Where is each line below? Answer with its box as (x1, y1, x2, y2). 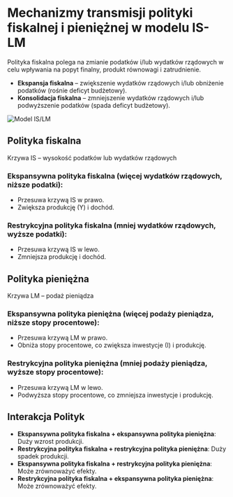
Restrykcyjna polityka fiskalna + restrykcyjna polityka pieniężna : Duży (17, 444, 227, 453)
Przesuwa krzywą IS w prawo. (17, 196, 105, 204)
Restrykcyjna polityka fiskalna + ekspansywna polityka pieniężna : (17, 474, 214, 482)
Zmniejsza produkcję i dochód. (17, 253, 107, 261)
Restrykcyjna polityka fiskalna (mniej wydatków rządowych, (7, 220, 216, 230)
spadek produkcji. (17, 451, 70, 460)
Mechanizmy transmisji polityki (7, 5, 193, 21)
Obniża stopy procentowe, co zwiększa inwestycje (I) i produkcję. (17, 341, 207, 349)
